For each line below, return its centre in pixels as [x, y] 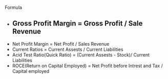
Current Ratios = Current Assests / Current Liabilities [68, 49]
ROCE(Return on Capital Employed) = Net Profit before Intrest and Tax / [88, 66]
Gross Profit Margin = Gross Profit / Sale [77, 23]
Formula [14, 7]
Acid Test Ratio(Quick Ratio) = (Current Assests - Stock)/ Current [81, 55]
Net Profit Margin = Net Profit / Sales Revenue [61, 44]
